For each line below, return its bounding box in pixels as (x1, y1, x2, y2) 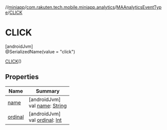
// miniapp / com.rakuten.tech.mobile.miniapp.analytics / (5, 4, 116, 10)
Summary (35, 87, 60, 94)
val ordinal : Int (28, 117, 62, 124)
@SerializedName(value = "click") (5, 48, 75, 54)
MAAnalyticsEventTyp (116, 4, 161, 10)
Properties (5, 73, 39, 81)
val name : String (28, 102, 67, 109)
